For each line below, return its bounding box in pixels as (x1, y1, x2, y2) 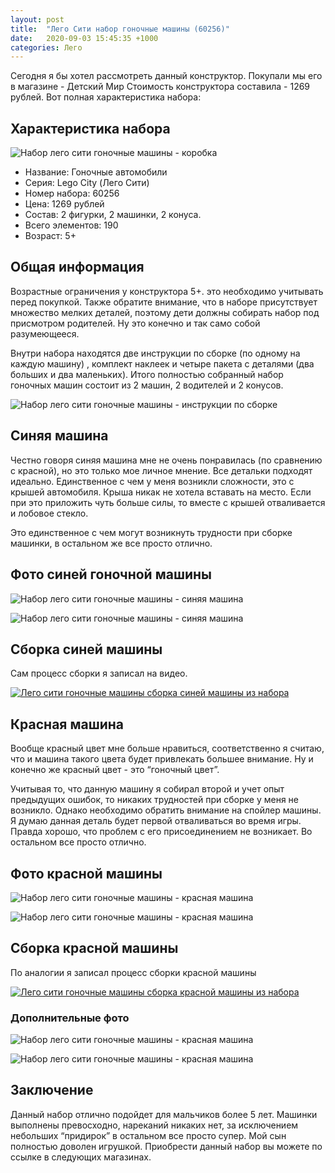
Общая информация (10, 259, 145, 276)
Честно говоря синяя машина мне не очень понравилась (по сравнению (10, 454, 323, 466)
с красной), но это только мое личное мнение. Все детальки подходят (10, 464, 313, 476)
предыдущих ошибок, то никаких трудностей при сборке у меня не (10, 794, 300, 806)
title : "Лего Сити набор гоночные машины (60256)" (10, 24, 230, 34)
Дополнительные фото (10, 1011, 130, 1025)
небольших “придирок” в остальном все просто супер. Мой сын (10, 1129, 287, 1141)
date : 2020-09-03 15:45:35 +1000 (10, 33, 159, 43)
